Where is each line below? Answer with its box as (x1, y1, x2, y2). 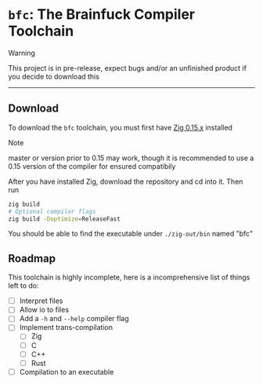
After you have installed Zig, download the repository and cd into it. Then (8, 177, 243, 186)
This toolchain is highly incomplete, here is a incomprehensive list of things (8, 272, 250, 282)
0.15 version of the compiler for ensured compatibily (8, 161, 176, 170)
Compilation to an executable (19, 367, 114, 376)
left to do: (8, 281, 39, 291)
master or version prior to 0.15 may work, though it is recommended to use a (8, 153, 254, 163)
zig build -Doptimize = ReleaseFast (8, 214, 121, 223)
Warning (8, 48, 35, 57)
